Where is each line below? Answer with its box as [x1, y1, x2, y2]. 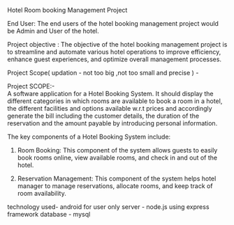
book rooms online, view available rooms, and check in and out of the [17, 153, 218, 162]
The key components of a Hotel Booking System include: [7, 132, 171, 141]
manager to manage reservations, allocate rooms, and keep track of [17, 182, 213, 190]
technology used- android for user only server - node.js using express [7, 203, 210, 211]
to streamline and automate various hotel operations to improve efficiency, [7, 48, 221, 56]
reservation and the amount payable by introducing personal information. [7, 119, 218, 127]
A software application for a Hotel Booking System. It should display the [7, 90, 214, 98]
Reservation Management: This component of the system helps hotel [17, 174, 217, 183]
